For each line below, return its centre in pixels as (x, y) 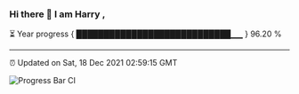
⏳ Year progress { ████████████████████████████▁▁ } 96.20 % (145, 34)
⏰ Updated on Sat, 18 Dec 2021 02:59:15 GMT (93, 63)
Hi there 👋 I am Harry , (57, 14)
